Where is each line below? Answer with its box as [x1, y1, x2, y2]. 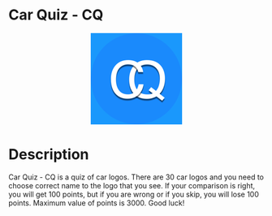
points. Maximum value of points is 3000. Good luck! [8, 197, 185, 208]
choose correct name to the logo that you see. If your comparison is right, [8, 180, 256, 190]
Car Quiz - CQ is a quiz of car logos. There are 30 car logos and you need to [8, 172, 264, 182]
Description [8, 145, 89, 164]
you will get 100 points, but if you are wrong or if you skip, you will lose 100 [8, 189, 260, 199]
